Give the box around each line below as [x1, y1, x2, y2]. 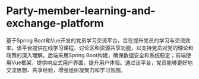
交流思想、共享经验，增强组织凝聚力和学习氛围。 [6, 66, 126, 73]
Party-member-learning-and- [6, 4, 156, 18]
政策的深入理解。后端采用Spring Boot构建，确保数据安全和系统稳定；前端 [6, 51, 186, 58]
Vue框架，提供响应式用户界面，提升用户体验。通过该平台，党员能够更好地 [11, 59, 193, 66]
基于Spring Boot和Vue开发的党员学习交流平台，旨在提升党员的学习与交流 [6, 37, 185, 44]
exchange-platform [6, 17, 104, 30]
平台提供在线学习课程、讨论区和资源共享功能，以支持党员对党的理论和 [21, 44, 194, 51]
